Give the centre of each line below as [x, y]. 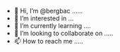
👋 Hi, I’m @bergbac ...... [48, 11]
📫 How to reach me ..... [48, 41]
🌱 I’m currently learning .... [52, 26]
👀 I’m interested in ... [44, 18]
